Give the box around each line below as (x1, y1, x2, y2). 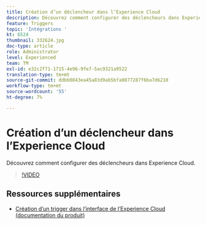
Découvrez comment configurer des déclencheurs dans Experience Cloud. (6, 159, 196, 166)
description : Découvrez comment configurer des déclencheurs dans (6, 15, 180, 21)
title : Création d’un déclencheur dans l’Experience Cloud (6, 9, 161, 15)
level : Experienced (6, 54, 56, 61)
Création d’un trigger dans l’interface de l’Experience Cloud (15, 205, 166, 212)
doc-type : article (6, 43, 53, 50)
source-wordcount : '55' (6, 89, 67, 95)
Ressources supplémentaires (6, 189, 121, 199)
